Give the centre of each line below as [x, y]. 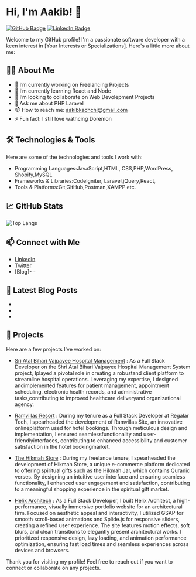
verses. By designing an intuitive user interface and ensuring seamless [100, 476]
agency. [24, 404]
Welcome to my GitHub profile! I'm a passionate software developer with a [96, 39]
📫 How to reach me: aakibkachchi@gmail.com [71, 110]
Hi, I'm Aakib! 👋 [44, 12]
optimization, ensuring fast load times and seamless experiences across [102, 544]
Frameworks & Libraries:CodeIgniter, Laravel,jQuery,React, [85, 180]
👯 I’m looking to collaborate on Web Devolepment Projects [85, 97]
